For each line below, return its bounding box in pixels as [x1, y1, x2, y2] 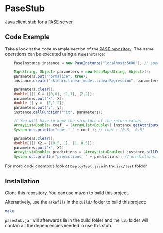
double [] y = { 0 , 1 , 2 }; [14, 100, 64, 105]
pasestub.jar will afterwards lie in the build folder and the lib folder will [5, 217, 148, 223]
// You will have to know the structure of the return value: [14, 118, 142, 123]
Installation [5, 177, 40, 185]
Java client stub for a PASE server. [5, 19, 74, 25]
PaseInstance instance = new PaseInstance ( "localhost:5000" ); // [14, 60, 149, 66]
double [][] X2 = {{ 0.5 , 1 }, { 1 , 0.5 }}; [14, 141, 95, 146]
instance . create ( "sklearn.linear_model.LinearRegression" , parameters [14, 78, 160, 83]
